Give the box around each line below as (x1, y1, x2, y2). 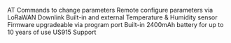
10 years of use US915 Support (7, 28, 97, 36)
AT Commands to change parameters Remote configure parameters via (7, 6, 213, 14)
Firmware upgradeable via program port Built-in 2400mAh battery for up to (7, 21, 224, 28)
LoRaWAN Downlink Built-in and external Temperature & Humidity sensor (7, 13, 218, 21)
